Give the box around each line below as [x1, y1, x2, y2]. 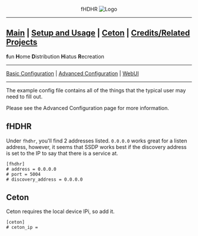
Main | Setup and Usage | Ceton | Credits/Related [6, 28, 190, 38]
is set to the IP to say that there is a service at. [6, 149, 118, 157]
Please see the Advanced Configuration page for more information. [6, 104, 170, 111]
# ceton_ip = [6, 224, 38, 231]
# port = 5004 [6, 171, 41, 177]
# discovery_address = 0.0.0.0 [6, 177, 83, 182]
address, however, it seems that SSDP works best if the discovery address [6, 143, 187, 150]
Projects [6, 37, 38, 47]
